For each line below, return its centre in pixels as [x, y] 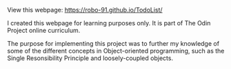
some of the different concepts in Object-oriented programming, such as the [116, 51]
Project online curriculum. [44, 30]
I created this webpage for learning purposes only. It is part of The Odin [109, 23]
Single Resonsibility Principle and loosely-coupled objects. [90, 58]
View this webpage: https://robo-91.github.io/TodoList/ [85, 10]
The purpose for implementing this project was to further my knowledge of [113, 43]
